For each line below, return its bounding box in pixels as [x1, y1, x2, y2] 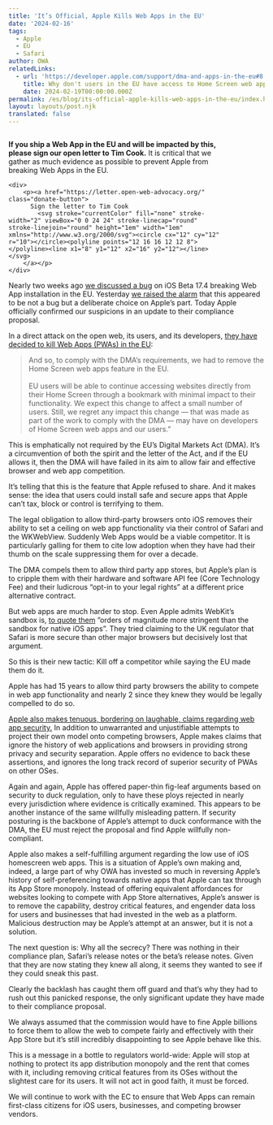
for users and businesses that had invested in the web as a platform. [8, 910, 237, 919]
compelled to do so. [8, 699, 76, 707]
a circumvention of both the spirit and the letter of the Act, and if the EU [8, 448, 249, 458]
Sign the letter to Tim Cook [29, 202, 129, 210]
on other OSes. [8, 766, 59, 776]
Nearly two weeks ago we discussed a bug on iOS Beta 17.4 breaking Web [8, 281, 258, 290]
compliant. [8, 833, 44, 843]
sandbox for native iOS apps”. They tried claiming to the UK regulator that [8, 624, 254, 634]
